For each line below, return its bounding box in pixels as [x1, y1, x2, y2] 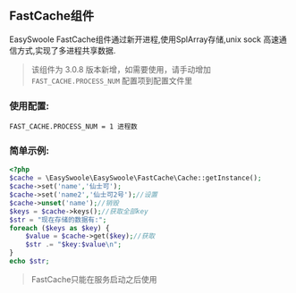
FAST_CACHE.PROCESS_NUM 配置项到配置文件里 [30, 75, 193, 86]
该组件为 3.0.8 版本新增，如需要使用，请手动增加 [30, 63, 212, 74]
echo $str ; [9, 257, 50, 266]
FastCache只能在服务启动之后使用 [30, 273, 158, 284]
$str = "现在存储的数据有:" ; [9, 215, 107, 224]
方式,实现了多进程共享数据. [16, 45, 116, 55]
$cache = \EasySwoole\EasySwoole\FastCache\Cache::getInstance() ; [9, 173, 262, 183]
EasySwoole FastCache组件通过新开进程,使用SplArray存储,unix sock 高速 [9, 34, 280, 45]
